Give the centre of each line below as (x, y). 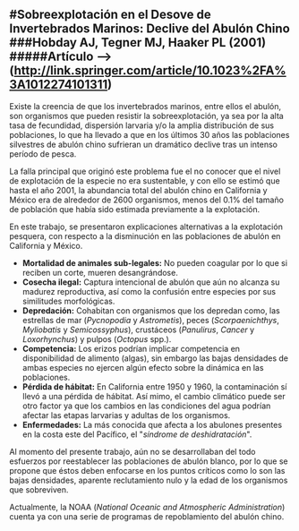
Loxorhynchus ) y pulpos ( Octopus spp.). (97, 338)
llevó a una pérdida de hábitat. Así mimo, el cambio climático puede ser (154, 396)
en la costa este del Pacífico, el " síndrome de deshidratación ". (137, 434)
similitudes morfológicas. (68, 301)
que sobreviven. (39, 489)
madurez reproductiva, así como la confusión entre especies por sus (149, 291)
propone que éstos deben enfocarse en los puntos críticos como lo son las (147, 470)
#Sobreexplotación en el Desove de (111, 15)
